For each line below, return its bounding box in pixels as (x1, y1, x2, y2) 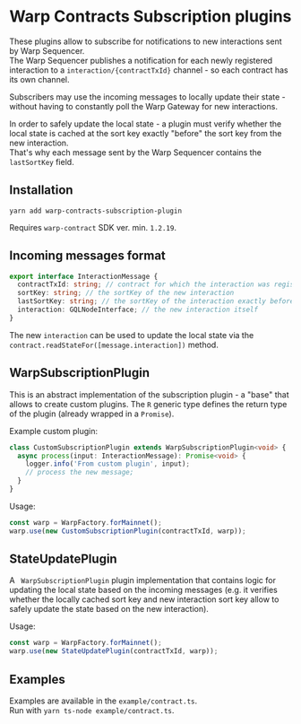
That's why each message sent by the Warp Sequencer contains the (9, 146, 262, 158)
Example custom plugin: (9, 425, 99, 436)
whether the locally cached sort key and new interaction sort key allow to (9, 594, 279, 605)
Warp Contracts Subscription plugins (9, 6, 292, 27)
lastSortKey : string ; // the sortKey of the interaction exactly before (17, 297, 295, 306)
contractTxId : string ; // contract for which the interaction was (17, 280, 271, 289)
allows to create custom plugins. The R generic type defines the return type (9, 398, 288, 409)
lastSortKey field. (9, 156, 74, 167)
